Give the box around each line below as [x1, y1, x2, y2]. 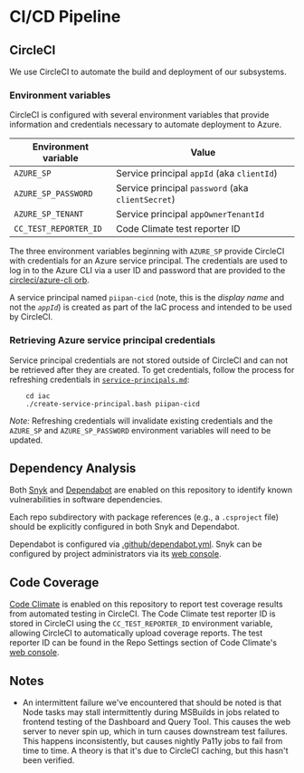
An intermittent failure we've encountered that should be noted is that [22, 697, 282, 708]
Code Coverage [9, 575, 100, 590]
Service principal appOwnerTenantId [116, 208, 265, 221]
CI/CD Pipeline [9, 6, 121, 27]
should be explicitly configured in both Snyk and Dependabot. [9, 521, 240, 532]
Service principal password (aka [116, 182, 249, 195]
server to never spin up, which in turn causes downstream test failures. [22, 726, 288, 737]
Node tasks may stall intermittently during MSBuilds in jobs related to [22, 707, 280, 718]
